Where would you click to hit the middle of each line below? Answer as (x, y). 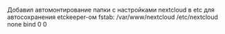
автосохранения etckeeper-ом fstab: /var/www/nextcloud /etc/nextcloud (112, 17)
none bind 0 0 (27, 24)
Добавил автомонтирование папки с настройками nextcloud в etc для (111, 10)
